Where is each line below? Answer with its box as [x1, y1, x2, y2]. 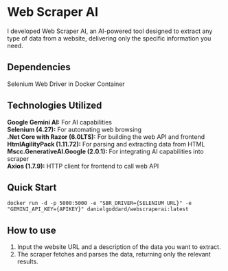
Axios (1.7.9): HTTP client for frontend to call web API [7, 162, 159, 170]
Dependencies [7, 61, 71, 73]
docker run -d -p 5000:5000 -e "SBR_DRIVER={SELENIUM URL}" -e [7, 200, 192, 207]
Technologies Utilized [7, 100, 102, 111]
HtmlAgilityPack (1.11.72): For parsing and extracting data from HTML [7, 140, 205, 148]
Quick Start [7, 182, 57, 193]
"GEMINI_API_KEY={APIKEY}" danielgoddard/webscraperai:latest [7, 206, 189, 213]
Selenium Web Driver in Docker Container [7, 80, 125, 88]
